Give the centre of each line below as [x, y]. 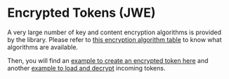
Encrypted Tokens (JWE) [81, 13]
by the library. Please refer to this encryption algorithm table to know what [115, 39]
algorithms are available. [43, 47]
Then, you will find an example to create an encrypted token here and [108, 60]
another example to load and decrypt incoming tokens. [86, 68]
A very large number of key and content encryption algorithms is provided [115, 32]
